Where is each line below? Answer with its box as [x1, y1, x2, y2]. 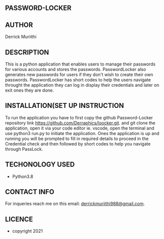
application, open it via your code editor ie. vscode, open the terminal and [5, 125, 155, 131]
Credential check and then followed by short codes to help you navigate [5, 140, 151, 147]
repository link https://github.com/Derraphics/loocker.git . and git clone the [5, 120, 156, 126]
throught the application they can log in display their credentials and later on [5, 82, 160, 88]
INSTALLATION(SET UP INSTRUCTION [5, 102, 124, 110]
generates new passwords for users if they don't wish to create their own [5, 71, 153, 78]
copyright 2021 [12, 228, 43, 234]
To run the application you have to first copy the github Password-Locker [5, 114, 153, 120]
